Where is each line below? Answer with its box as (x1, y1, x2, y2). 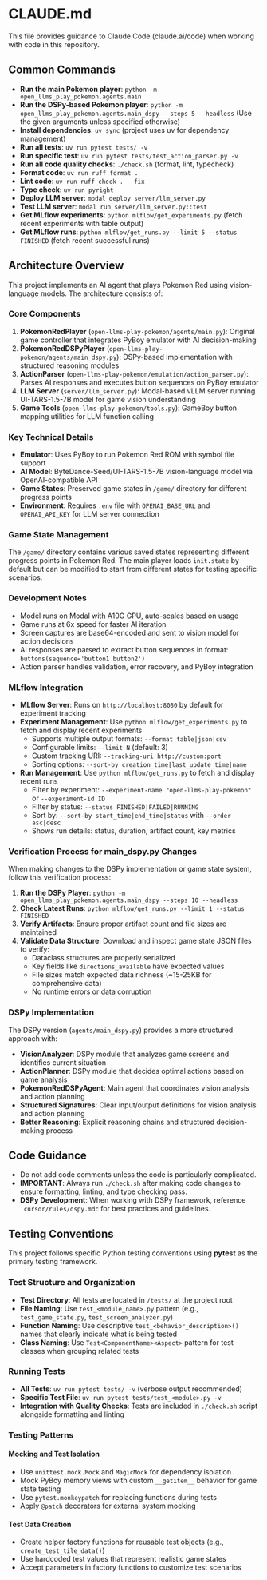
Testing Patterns (8, 1429, 74, 1440)
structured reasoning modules (19, 361, 120, 370)
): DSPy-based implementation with (116, 352, 233, 361)
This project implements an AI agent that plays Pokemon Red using (8, 280, 229, 289)
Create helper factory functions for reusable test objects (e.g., (19, 1537, 224, 1547)
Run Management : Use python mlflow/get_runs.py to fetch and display (19, 768, 255, 778)
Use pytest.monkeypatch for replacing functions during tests (19, 1492, 218, 1502)
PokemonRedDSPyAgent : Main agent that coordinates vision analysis (19, 1083, 249, 1092)
